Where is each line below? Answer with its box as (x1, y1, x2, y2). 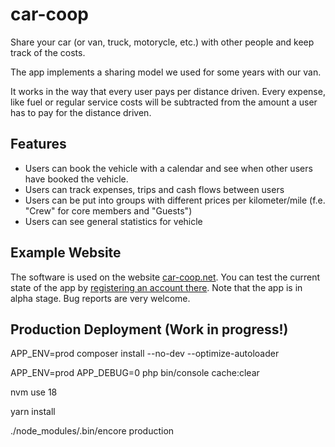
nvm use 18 (10, 386, 58, 398)
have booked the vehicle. (24, 173, 129, 185)
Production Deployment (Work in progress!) (10, 321, 289, 338)
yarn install (10, 406, 56, 418)
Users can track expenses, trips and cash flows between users (24, 183, 285, 195)
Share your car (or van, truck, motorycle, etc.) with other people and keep (10, 36, 315, 48)
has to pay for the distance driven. (10, 106, 152, 118)
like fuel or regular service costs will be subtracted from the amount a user (10, 96, 318, 108)
